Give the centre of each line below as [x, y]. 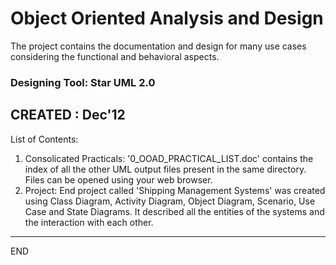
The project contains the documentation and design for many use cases [158, 46]
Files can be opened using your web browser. [118, 179]
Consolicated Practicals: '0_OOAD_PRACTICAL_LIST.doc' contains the [169, 158]
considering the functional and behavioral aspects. [115, 56]
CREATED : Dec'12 [68, 115]
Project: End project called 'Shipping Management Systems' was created [175, 190]
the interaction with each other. [89, 222]
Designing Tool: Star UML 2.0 [83, 82]
